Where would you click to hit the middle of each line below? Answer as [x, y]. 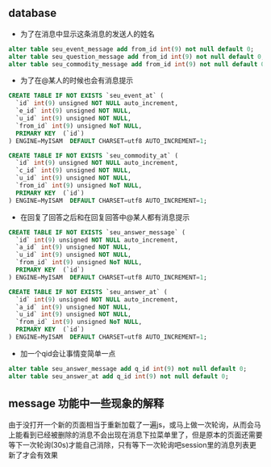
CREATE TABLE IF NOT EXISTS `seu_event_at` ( [86, 96]
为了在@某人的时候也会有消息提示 [77, 81]
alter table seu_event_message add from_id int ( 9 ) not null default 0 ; [131, 49]
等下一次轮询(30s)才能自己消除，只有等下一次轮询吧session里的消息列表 [129, 444]
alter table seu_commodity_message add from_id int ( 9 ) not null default [133, 64]
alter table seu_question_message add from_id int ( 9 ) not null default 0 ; [137, 57]
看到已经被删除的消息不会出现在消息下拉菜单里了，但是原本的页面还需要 [142, 435]
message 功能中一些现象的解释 [86, 404]
